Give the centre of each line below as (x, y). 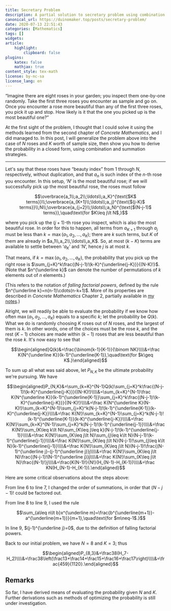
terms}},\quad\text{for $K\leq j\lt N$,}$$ (85, 213)
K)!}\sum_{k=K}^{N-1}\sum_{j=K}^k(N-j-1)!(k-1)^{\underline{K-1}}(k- (85, 408)
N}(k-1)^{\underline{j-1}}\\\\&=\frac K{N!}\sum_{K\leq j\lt (65, 446)
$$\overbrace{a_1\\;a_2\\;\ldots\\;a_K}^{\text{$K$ (85, 196)
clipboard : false (42, 53)
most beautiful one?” (27, 117)
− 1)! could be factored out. (34, 493)
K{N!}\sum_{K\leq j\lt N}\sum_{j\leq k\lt (86, 435)
